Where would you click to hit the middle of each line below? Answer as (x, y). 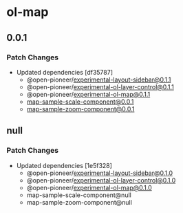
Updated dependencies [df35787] (65, 72)
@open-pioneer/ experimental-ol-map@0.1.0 (89, 187)
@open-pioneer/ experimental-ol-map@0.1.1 (88, 94)
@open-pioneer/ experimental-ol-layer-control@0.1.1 (100, 86)
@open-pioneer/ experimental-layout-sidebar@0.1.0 (100, 173)
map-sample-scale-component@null (79, 195)
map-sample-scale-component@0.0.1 (80, 102)
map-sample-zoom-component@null (79, 202)
